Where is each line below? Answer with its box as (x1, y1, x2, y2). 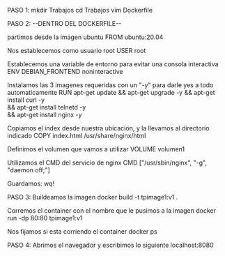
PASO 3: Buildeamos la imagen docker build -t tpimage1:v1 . (7, 193, 178, 201)
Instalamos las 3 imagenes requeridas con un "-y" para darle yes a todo (7, 81, 214, 89)
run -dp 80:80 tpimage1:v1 (7, 214, 83, 222)
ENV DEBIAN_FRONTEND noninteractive (7, 68, 123, 75)
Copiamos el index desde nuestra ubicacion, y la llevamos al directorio (7, 124, 210, 132)
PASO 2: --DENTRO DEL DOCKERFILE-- (7, 20, 122, 27)
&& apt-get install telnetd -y (7, 103, 86, 111)
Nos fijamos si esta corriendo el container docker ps (7, 227, 158, 236)
